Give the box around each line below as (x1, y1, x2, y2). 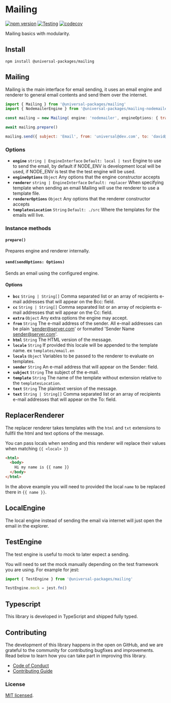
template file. (12, 190, 41, 196)
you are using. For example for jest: (5, 566, 80, 573)
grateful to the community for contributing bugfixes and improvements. (5, 647, 154, 653)
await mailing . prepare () (5, 125, 58, 130)
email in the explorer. (5, 523, 49, 529)
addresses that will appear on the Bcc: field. (22, 298, 115, 305)
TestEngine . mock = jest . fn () (5, 585, 67, 591)
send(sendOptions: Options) (5, 259, 65, 264)
